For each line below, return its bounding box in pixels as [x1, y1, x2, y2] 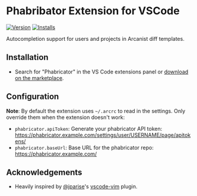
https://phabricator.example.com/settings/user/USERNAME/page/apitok [14, 131, 191, 139]
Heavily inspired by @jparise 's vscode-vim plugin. [14, 183, 138, 190]
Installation [6, 52, 49, 63]
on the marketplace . [14, 74, 64, 81]
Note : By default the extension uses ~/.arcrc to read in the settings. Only [6, 107, 186, 114]
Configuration [6, 92, 59, 102]
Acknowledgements [6, 167, 82, 177]
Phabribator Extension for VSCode [6, 4, 180, 18]
